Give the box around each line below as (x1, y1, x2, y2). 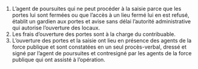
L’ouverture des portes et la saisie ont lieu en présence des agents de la (12, 37, 192, 44)
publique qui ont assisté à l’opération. (12, 56, 106, 63)
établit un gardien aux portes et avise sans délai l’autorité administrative (12, 18, 191, 25)
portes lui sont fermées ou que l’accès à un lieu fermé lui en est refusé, (12, 11, 190, 19)
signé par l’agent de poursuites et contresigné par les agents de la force (12, 50, 192, 56)
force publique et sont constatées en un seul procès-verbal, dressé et (12, 43, 186, 50)
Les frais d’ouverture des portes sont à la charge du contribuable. (12, 31, 176, 38)
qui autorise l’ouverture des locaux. (12, 24, 101, 31)
